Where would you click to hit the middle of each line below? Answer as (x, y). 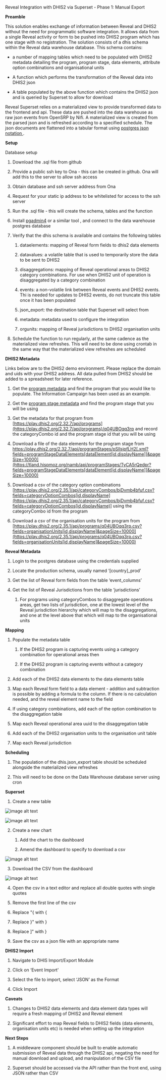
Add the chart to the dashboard (52, 840)
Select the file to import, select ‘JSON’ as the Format (65, 979)
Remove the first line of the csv (44, 903)
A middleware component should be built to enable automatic (75, 1048)
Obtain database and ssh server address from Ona (64, 186)
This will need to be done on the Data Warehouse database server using (86, 777)
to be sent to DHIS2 (40, 260)
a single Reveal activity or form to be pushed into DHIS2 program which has (83, 37)
